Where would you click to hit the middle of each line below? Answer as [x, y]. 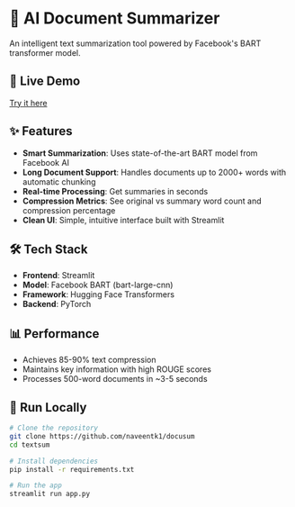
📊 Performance [54, 334]
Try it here [28, 103]
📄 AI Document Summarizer [115, 18]
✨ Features [41, 131]
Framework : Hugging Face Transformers [98, 294]
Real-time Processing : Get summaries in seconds [115, 191]
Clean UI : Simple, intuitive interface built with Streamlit [123, 220]
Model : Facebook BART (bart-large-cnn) [98, 285]
